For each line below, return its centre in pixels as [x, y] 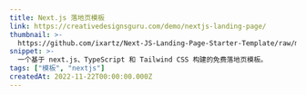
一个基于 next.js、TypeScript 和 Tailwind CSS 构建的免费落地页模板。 [143, 60]
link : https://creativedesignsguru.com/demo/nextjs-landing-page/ [138, 26]
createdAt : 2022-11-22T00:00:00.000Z [81, 77]
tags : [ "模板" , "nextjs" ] [57, 69]
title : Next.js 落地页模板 [57, 18]
